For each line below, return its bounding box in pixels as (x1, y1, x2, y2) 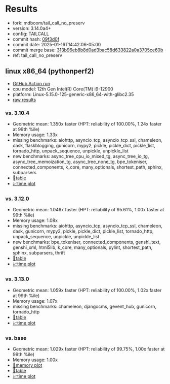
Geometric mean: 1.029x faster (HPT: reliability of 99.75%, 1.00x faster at (12, 346, 165, 352)
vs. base (5, 334, 27, 341)
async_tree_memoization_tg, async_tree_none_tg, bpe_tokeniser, (12, 158, 148, 165)
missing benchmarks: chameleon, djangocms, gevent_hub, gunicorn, (12, 303, 157, 309)
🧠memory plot (12, 362, 42, 368)
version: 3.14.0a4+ (12, 25, 52, 31)
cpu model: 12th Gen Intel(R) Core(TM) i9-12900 (12, 86, 114, 92)
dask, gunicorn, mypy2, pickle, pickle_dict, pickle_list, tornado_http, (12, 228, 154, 234)
